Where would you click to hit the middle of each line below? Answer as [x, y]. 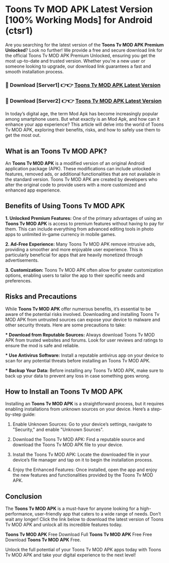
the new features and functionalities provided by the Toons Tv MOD [83, 475]
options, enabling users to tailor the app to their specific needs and [75, 275]
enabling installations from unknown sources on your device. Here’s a [77, 409]
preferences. [18, 280]
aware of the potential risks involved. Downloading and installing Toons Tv [82, 314]
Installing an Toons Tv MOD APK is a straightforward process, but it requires [84, 404]
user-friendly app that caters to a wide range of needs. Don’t [98, 514]
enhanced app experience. [33, 190]
